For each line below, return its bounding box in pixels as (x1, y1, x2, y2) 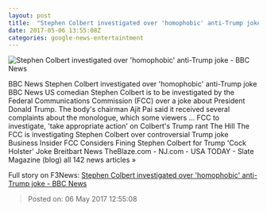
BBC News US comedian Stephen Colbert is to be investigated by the (8, 88, 234, 98)
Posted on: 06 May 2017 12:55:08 (27, 194, 137, 204)
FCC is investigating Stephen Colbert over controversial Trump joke (8, 130, 229, 140)
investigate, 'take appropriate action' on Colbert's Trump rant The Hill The (8, 121, 250, 131)
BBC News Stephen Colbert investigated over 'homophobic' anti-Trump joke (8, 79, 257, 89)
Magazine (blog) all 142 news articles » (8, 155, 137, 165)
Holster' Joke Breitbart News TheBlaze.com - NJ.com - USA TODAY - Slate (8, 147, 254, 156)
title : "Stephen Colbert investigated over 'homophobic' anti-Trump (8, 19, 244, 27)
